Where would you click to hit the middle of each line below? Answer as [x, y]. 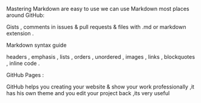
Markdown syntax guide [36, 45]
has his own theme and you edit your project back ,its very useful [88, 93]
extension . [20, 33]
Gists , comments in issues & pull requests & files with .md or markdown [96, 27]
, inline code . [23, 63]
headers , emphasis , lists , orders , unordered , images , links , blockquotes [101, 57]
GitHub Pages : [25, 75]
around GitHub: [26, 15]
